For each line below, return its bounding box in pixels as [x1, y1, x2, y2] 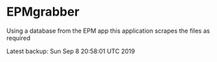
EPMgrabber [6, 4, 80, 20]
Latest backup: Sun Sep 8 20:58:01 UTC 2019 [6, 47, 135, 55]
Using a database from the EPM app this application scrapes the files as [6, 27, 210, 35]
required [6, 33, 31, 42]
